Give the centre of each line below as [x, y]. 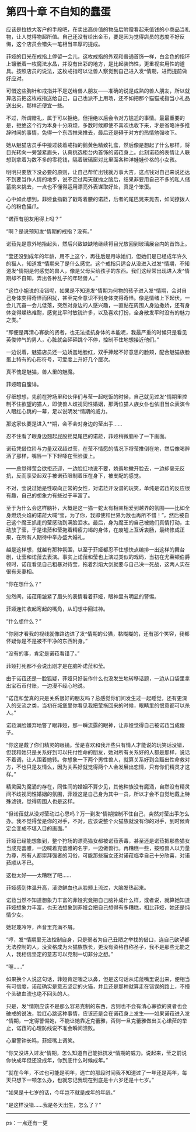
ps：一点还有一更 [27, 1123]
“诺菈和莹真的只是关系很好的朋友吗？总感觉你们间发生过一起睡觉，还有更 [94, 698]
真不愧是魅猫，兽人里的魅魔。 [42, 372]
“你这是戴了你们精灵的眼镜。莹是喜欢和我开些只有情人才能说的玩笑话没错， [97, 745]
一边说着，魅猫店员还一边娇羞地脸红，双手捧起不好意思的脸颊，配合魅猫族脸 [98, 352]
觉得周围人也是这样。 [52, 801]
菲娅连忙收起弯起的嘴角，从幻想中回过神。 [57, 609]
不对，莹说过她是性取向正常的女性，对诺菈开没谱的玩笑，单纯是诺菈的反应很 [98, 488]
